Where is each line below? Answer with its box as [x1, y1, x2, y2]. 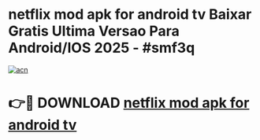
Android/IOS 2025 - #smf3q [8, 39, 195, 57]
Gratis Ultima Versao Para [8, 22, 180, 40]
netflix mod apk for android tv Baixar [8, 6, 252, 24]
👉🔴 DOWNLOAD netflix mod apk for [8, 94, 250, 112]
